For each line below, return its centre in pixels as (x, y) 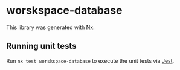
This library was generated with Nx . (50, 27)
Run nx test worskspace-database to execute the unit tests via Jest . (90, 60)
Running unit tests (41, 46)
